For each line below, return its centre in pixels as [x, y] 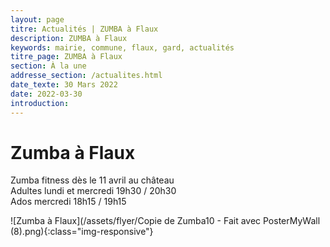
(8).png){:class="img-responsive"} [82, 232]
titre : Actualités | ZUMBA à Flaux [84, 29]
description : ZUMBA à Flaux [69, 38]
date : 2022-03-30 [46, 94]
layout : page [37, 19]
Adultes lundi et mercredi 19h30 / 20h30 [93, 191]
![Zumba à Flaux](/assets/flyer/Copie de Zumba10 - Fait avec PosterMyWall [165, 221]
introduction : [40, 103]
